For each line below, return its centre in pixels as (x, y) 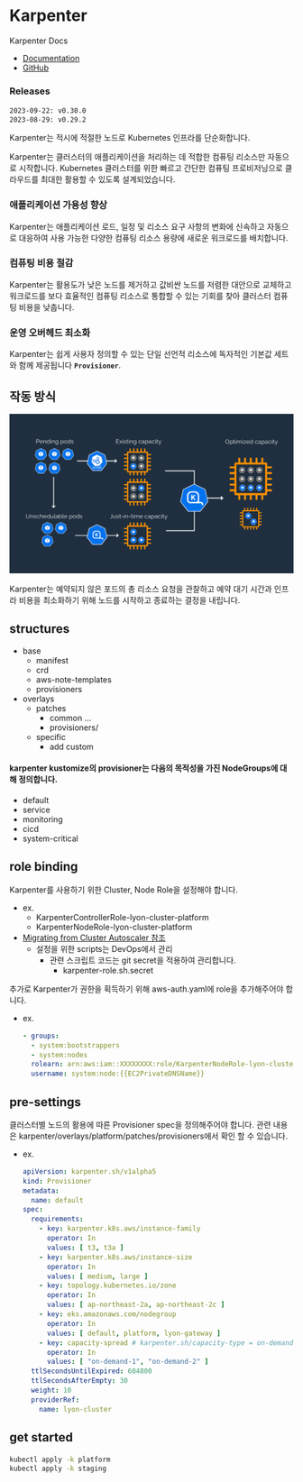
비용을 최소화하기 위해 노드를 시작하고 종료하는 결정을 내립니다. (129, 599)
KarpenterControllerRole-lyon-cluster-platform (122, 917)
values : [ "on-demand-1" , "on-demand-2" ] (128, 1362)
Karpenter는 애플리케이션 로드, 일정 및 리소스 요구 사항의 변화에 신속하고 (137, 226)
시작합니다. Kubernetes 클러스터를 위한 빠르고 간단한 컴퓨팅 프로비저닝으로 (151, 169)
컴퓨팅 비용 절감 (41, 263)
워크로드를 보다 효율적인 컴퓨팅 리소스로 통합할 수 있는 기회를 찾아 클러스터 (141, 296)
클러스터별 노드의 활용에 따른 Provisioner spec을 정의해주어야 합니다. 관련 (140, 1124)
